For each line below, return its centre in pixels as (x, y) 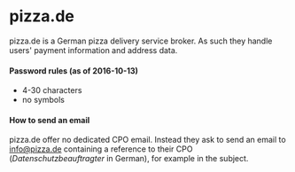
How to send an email (50, 120)
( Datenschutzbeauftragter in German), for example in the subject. (129, 159)
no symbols (43, 100)
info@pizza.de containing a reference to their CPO (101, 149)
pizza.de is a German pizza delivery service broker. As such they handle (141, 41)
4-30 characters (52, 90)
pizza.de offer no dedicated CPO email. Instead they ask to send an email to (147, 140)
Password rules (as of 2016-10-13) (74, 70)
